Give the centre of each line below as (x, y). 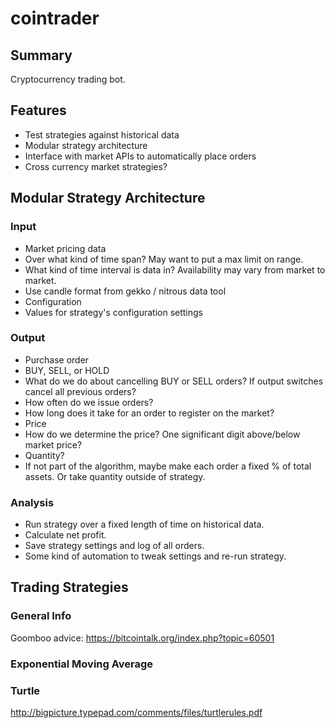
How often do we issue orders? (89, 402)
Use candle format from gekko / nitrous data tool (125, 291)
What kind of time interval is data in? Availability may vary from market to (175, 269)
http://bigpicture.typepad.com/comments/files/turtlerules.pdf (136, 712)
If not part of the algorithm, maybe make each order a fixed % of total (168, 466)
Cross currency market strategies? (96, 166)
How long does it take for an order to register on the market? (149, 413)
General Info (41, 616)
